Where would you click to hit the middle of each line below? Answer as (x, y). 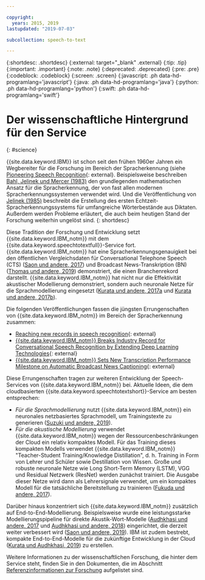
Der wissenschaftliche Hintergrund (97, 120)
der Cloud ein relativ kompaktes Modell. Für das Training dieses (95, 442)
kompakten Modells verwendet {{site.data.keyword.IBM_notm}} (95, 449)
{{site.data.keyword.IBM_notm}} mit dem (58, 239)
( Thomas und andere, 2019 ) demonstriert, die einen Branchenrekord (92, 271)
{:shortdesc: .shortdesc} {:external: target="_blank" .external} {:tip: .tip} (97, 62)
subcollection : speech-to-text (46, 40)
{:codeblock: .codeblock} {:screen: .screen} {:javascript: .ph (82, 76)
